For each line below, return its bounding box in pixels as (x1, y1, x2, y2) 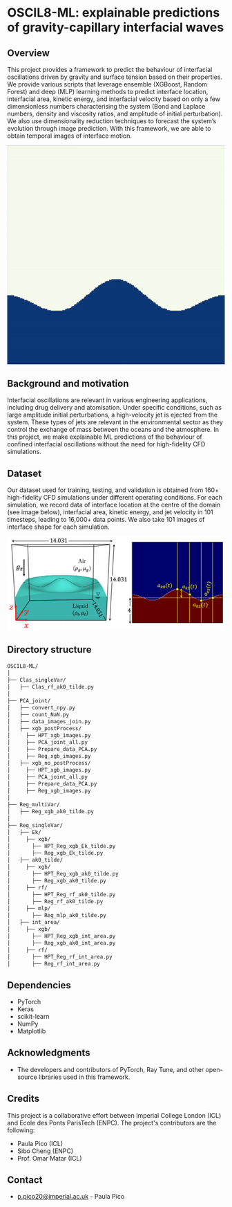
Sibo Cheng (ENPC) (17, 1147, 74, 1155)
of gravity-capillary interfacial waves (7, 19, 224, 35)
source (17, 1073, 38, 1081)
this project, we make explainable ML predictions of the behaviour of (7, 433, 202, 441)
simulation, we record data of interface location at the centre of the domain (7, 500, 221, 509)
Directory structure (7, 644, 92, 655)
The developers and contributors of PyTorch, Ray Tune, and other (17, 1065, 204, 1073)
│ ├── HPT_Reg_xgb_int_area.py (7, 933, 116, 940)
